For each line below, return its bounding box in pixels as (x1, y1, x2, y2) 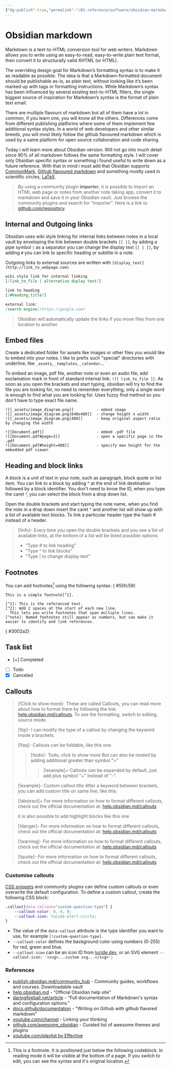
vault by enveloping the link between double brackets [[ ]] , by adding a (5, 239, 157, 245)
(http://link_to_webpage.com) (5, 265, 70, 270)
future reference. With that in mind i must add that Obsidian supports (5, 163, 150, 169)
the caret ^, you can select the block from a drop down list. (5, 491, 128, 498)
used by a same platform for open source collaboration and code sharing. (5, 136, 160, 143)
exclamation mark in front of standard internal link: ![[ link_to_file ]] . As (5, 376, 164, 382)
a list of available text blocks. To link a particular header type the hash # (5, 512, 156, 518)
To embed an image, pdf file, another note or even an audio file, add (5, 370, 148, 377)
